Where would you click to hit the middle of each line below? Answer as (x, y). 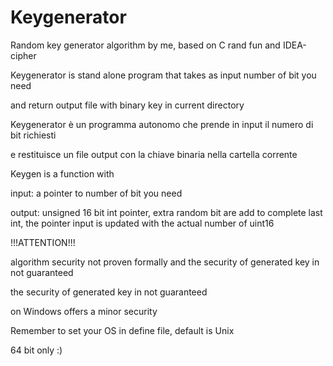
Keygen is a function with (62, 173)
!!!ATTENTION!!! (43, 242)
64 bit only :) (36, 350)
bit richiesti (33, 135)
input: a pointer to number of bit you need (96, 193)
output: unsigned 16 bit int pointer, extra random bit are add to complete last (166, 212)
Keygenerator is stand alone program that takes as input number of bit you (163, 75)
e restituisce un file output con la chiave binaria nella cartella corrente (154, 154)
